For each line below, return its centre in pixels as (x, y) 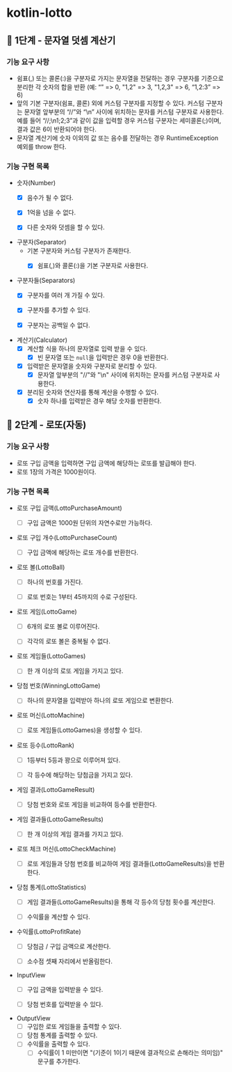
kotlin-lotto (39, 13)
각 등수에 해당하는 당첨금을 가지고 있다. (80, 775)
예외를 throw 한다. (41, 146)
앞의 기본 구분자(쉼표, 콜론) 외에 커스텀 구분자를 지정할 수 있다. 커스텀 (110, 103)
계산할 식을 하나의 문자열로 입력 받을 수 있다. (87, 348)
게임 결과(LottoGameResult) (56, 789)
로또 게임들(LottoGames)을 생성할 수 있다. (84, 730)
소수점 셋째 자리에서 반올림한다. (69, 961)
